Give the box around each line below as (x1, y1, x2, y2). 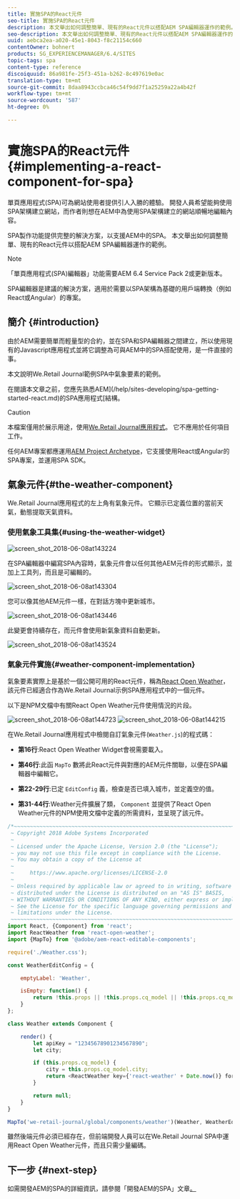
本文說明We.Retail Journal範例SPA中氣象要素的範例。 (7, 369, 165, 378)
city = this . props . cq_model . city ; (45, 1066, 149, 1073)
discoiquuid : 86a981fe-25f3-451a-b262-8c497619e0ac (7, 70, 164, 77)
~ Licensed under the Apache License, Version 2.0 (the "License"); (10, 842, 219, 850)
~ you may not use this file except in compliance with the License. (10, 850, 222, 857)
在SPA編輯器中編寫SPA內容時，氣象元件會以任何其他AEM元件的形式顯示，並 (7, 559, 233, 567)
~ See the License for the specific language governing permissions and (10, 902, 232, 910)
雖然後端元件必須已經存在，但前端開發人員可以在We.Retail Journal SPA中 (7, 1132, 223, 1140)
